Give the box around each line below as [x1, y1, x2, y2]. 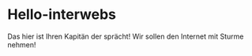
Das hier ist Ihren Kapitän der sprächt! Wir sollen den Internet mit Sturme [7, 32, 244, 41]
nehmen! [7, 39, 36, 49]
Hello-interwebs [7, 6, 116, 24]
